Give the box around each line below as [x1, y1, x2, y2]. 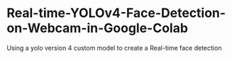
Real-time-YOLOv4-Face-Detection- [6, 5, 226, 21]
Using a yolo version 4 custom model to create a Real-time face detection [6, 43, 222, 52]
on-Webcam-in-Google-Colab [6, 20, 189, 36]
